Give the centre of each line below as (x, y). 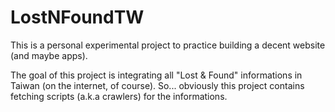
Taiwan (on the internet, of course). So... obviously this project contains (157, 85)
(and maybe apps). (49, 55)
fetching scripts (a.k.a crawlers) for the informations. (119, 96)
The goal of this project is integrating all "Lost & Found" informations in (156, 75)
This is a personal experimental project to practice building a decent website (168, 45)
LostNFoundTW (77, 17)
